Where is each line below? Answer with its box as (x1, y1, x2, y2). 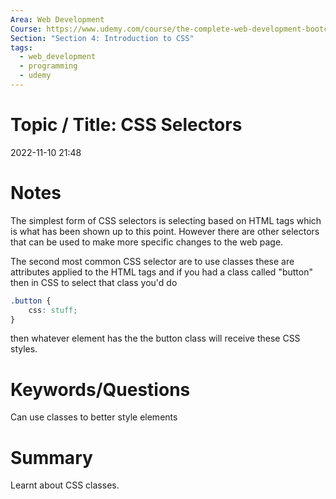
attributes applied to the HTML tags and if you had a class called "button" (10, 266, 313, 278)
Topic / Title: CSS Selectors (10, 114, 243, 136)
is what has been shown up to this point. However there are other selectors (10, 225, 320, 237)
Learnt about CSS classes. (10, 479, 120, 491)
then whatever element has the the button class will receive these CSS (10, 332, 301, 345)
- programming (19, 61, 78, 71)
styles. (10, 343, 38, 355)
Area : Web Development (10, 14, 105, 25)
